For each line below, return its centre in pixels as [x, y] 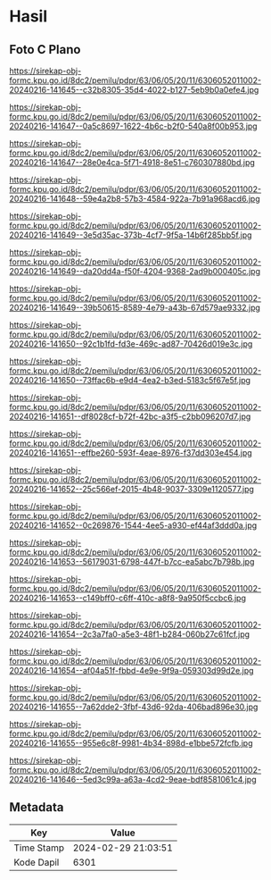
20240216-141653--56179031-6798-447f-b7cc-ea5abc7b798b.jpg [132, 562]
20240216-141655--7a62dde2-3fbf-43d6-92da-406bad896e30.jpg [134, 707]
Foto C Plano [45, 50]
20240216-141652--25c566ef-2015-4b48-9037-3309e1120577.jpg [131, 489]
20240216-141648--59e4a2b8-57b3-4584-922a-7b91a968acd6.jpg [135, 199]
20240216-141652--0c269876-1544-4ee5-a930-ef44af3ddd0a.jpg [133, 525]
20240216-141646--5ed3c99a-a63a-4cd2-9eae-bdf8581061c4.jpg [133, 779]
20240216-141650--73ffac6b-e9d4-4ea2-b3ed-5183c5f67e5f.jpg [130, 380]
